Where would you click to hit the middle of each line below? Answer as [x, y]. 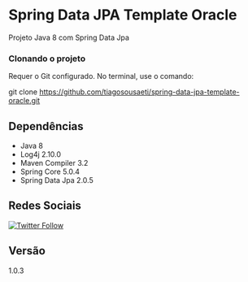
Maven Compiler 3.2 [54, 163]
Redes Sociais [45, 206]
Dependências [46, 126]
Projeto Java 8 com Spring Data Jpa [69, 37]
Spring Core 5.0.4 [50, 171]
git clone [23, 92]
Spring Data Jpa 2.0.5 [57, 180]
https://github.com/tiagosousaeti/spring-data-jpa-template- [139, 92]
